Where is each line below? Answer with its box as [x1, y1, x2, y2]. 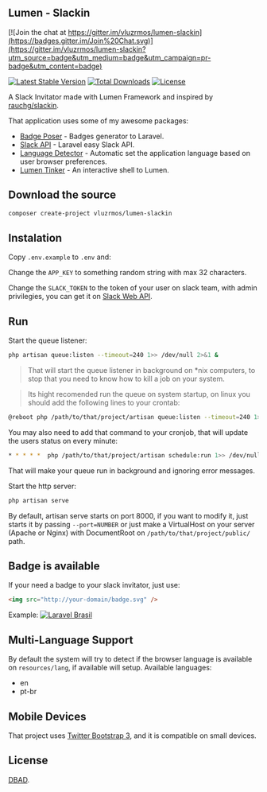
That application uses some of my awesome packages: [8, 115, 189, 126]
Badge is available [8, 560, 100, 573]
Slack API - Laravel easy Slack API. [19, 139, 135, 149]
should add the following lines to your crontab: [27, 398, 180, 407]
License [8, 754, 48, 767]
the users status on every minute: [8, 436, 118, 445]
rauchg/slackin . [8, 100, 60, 110]
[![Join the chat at [8, 27, 67, 37]
